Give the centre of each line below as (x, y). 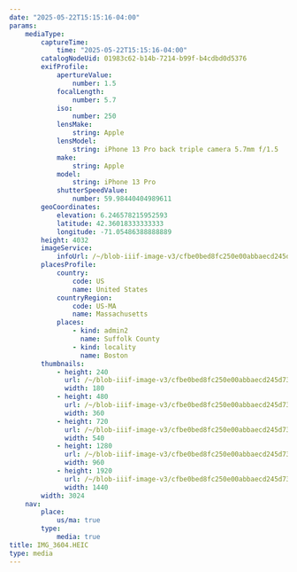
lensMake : (74, 125)
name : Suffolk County (120, 339)
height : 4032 (65, 240)
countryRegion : (84, 298)
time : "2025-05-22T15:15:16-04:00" (122, 51)
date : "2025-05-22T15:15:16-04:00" (75, 17)
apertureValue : (84, 75)
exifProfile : (65, 67)
